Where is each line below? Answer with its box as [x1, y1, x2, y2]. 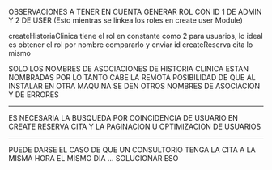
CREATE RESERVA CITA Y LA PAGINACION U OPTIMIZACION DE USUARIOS [8, 121, 261, 131]
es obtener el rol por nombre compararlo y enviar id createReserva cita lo [8, 40, 253, 49]
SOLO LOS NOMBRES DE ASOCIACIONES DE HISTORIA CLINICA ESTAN [8, 64, 249, 74]
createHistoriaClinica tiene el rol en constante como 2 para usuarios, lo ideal [8, 32, 263, 40]
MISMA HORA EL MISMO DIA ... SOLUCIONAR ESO [8, 154, 179, 163]
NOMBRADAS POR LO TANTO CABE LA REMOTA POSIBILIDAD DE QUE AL [8, 73, 257, 82]
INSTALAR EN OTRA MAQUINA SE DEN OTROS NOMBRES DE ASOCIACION [8, 81, 261, 91]
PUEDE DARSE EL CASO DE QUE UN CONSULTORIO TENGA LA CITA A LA [8, 145, 257, 155]
